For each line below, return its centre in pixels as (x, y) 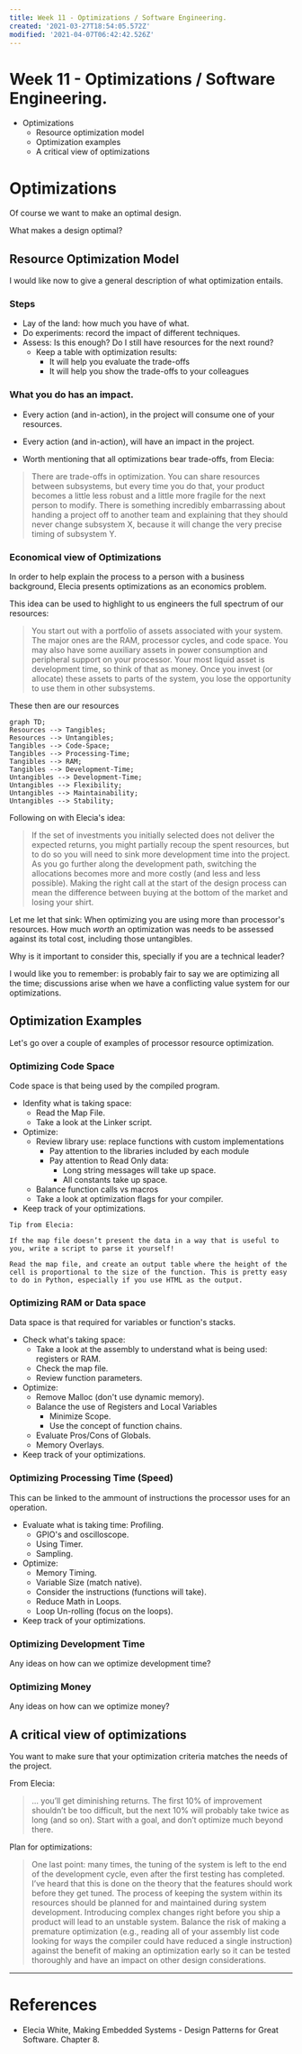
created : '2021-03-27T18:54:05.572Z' (80, 26)
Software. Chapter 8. (61, 2040)
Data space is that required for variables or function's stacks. (123, 1322)
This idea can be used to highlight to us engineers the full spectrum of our (147, 604)
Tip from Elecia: (42, 1225)
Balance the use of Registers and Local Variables (126, 1407)
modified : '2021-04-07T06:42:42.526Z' (82, 34)
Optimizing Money (50, 1686)
